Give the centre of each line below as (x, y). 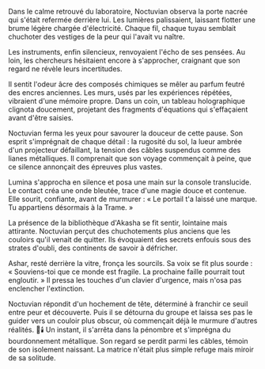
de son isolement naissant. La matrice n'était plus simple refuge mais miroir (131, 349)
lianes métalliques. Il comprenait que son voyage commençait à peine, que (130, 158)
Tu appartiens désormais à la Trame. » (71, 207)
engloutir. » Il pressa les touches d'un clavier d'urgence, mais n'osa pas (125, 280)
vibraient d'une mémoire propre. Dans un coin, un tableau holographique (127, 101)
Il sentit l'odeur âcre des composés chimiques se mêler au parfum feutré (127, 84)
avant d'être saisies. (41, 118)
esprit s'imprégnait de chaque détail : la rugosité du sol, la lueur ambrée (125, 141)
